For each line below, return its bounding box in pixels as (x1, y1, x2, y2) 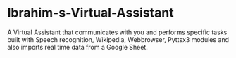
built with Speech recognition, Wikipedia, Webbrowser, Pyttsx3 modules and (7, 35, 230, 43)
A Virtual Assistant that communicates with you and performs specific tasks (7, 28, 228, 36)
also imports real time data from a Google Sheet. (7, 43, 148, 51)
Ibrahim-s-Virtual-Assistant (7, 5, 174, 21)
